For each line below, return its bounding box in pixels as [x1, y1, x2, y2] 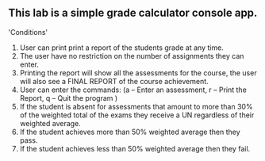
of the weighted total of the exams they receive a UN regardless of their [19, 110, 255, 120]
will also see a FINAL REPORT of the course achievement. [19, 76, 209, 86]
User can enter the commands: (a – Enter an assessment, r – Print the [19, 85, 248, 94]
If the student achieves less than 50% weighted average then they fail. [19, 144, 251, 153]
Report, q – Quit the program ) [19, 93, 118, 102]
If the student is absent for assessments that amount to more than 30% [19, 102, 253, 111]
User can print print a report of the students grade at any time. [19, 43, 224, 52]
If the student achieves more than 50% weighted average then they [19, 127, 240, 136]
